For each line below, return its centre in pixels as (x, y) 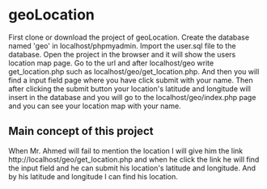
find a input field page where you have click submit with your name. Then (131, 80)
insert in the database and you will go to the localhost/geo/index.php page (132, 97)
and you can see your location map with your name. (95, 106)
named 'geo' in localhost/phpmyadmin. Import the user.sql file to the (122, 45)
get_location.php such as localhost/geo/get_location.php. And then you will (134, 71)
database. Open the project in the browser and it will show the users (122, 54)
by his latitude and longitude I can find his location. (93, 176)
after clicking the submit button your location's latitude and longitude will (129, 88)
